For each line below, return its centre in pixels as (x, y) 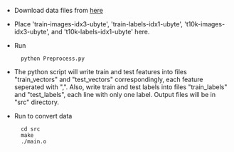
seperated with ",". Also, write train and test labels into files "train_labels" (121, 87)
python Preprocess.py (53, 59)
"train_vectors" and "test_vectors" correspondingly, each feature (108, 79)
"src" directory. (36, 102)
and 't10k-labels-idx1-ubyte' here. (100, 32)
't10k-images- (204, 24)
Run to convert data (43, 116)
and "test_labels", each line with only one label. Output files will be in (115, 95)
